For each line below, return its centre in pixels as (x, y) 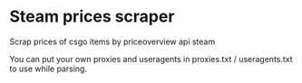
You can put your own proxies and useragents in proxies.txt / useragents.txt (151, 59)
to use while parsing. (49, 69)
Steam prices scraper (92, 17)
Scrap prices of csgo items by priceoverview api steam (112, 41)
